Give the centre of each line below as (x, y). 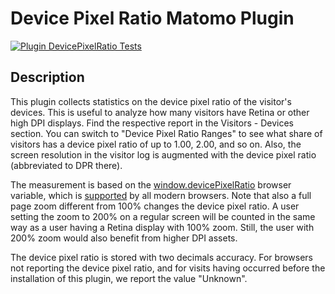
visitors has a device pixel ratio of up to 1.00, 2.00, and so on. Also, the (156, 144)
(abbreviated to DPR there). (66, 165)
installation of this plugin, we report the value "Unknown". (129, 278)
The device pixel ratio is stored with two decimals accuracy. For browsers (161, 257)
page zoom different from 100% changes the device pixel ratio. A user (155, 206)
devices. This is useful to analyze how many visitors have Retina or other (160, 112)
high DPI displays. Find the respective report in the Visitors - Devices (152, 123)
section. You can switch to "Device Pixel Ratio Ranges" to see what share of (166, 133)
